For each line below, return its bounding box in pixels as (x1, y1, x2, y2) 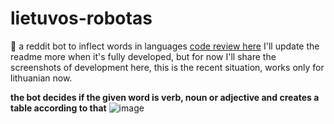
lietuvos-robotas (10, 7, 153, 30)
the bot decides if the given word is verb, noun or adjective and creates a (10, 91, 320, 103)
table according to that (10, 102, 107, 114)
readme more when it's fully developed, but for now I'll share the (10, 50, 277, 62)
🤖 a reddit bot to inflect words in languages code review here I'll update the (10, 40, 320, 52)
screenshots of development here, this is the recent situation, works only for (10, 61, 325, 73)
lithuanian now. (10, 72, 73, 84)
